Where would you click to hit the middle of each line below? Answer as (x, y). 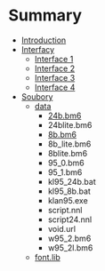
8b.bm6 (62, 134)
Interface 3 (55, 77)
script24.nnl (70, 219)
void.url (62, 228)
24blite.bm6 (70, 124)
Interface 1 (54, 59)
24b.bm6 (65, 116)
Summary (45, 16)
